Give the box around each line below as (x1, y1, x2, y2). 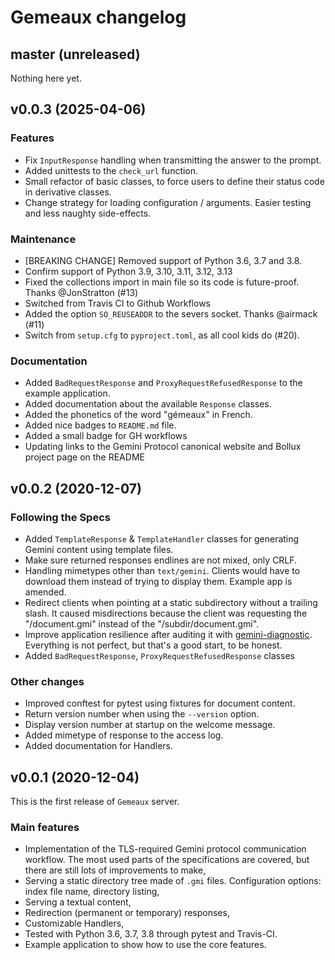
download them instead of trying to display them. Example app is (24, 575, 293, 587)
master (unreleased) (10, 46, 141, 63)
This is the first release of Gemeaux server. (10, 796, 180, 808)
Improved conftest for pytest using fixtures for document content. (24, 697, 296, 710)
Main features (10, 821, 80, 834)
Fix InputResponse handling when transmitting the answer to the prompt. (24, 154, 322, 166)
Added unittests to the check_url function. (24, 164, 199, 176)
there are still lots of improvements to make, (24, 864, 207, 876)
